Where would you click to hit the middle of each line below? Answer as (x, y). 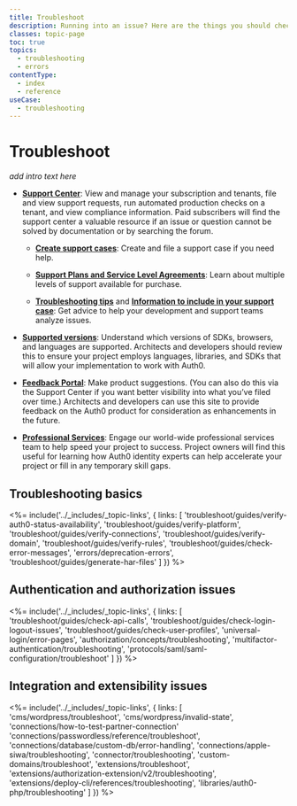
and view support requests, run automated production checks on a (143, 203)
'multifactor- (255, 639)
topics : (23, 50)
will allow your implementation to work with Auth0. (114, 366)
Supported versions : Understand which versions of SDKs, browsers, (148, 337)
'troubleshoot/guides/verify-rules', (104, 543)
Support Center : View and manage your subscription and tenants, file (149, 194)
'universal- (241, 630)
